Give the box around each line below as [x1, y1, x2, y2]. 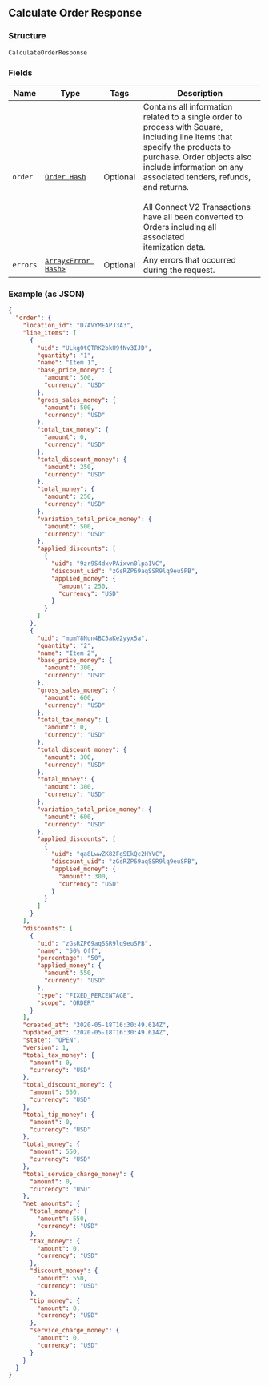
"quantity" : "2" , [37, 641, 94, 649]
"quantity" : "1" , [37, 352, 94, 360]
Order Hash [45, 172, 86, 181]
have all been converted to [143, 211, 243, 223]
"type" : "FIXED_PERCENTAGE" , [37, 991, 134, 999]
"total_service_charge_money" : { [22, 1170, 134, 1178]
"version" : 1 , [22, 1043, 70, 1051]
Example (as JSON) [8, 288, 86, 299]
